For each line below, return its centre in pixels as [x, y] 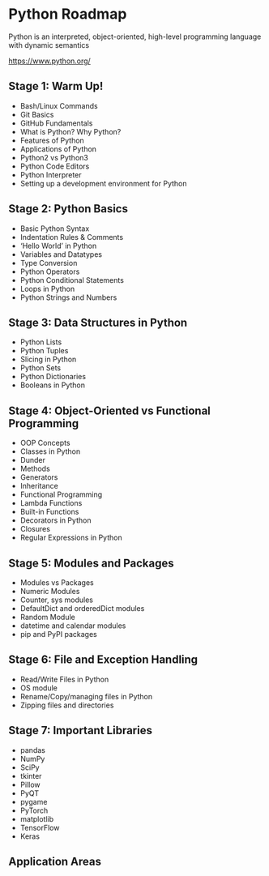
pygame [34, 801]
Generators [39, 477]
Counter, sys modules [56, 600]
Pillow [30, 784]
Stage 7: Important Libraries [80, 731]
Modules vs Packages [57, 583]
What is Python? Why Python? [70, 131]
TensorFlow [40, 827]
